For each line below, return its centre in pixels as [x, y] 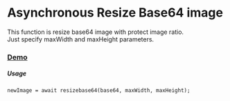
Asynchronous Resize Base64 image [115, 13]
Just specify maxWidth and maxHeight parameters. [81, 39]
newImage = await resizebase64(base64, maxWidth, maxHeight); [99, 90]
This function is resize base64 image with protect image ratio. [96, 32]
